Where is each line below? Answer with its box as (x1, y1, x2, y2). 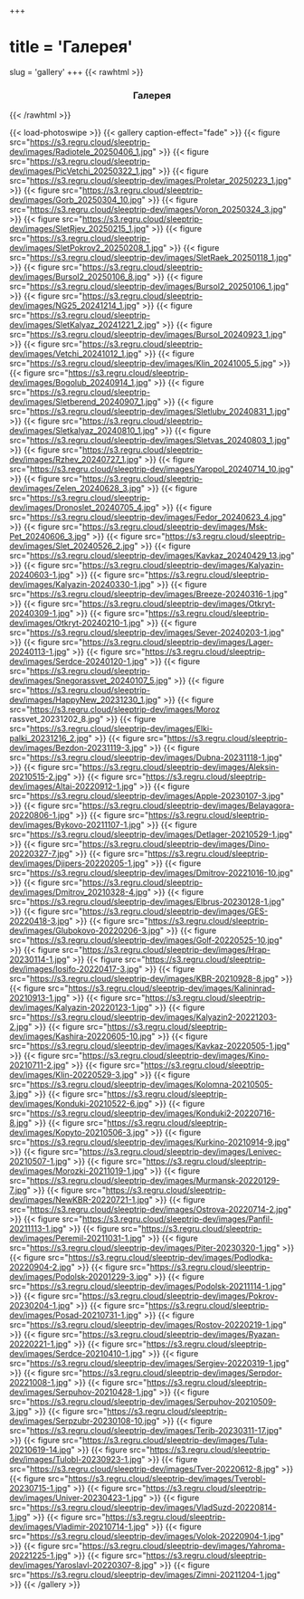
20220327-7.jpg (9, 848, 70, 860)
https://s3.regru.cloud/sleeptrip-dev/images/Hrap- (82, 945, 271, 956)
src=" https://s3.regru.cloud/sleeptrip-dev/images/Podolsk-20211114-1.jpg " (9, 1281, 287, 1292)
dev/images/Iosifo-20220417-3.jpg (9, 964, 139, 975)
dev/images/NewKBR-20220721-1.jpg (9, 1194, 149, 1205)
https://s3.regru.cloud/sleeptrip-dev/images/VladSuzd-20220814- (30, 1502, 277, 1513)
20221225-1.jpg (9, 1550, 68, 1561)
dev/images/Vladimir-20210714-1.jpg (9, 1521, 147, 1532)
